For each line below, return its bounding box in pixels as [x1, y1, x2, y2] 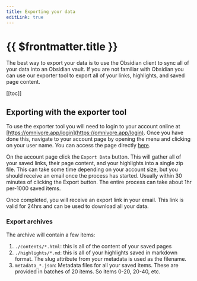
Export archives [6, 217, 53, 226]
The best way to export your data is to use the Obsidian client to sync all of [6, 59, 190, 67]
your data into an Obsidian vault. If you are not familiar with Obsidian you [6, 66, 184, 73]
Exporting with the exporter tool [6, 107, 127, 117]
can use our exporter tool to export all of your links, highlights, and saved [6, 72, 185, 79]
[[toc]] [6, 90, 22, 97]
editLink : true [6, 14, 44, 20]
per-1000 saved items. [6, 185, 61, 192]
